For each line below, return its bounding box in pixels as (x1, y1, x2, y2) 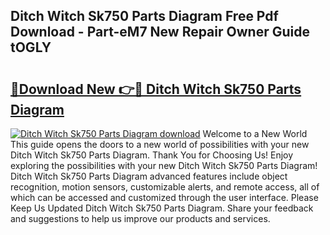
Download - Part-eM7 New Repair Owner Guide (10, 24, 310, 41)
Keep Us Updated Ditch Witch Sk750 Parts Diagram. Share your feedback (10, 202, 314, 214)
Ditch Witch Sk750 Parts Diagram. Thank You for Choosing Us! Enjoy (10, 149, 294, 161)
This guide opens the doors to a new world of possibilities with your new (10, 139, 310, 150)
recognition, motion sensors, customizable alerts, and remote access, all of (10, 181, 320, 193)
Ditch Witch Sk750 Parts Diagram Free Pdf (10, 8, 279, 25)
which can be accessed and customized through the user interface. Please (10, 192, 319, 203)
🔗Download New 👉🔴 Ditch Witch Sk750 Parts (10, 80, 302, 98)
